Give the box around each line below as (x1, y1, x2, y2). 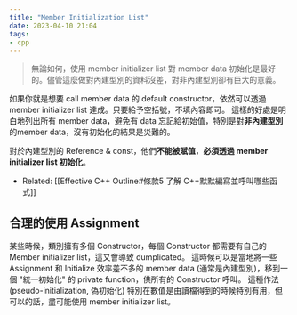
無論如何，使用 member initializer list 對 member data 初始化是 (30, 63, 261, 74)
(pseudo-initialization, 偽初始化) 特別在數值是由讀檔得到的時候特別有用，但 (9, 286, 283, 296)
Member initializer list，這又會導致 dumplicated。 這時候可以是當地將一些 (9, 252, 277, 262)
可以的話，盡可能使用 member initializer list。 (9, 296, 175, 307)
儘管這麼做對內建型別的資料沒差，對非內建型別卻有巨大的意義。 (46, 75, 281, 85)
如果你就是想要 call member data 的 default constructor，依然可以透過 (9, 93, 267, 104)
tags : (9, 29, 29, 38)
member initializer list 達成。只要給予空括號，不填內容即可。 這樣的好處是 (9, 104, 278, 116)
